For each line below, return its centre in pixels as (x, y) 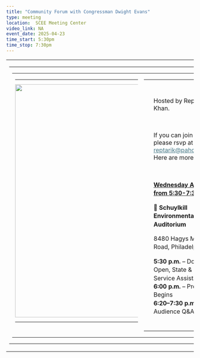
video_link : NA (25, 28)
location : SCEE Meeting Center (46, 23)
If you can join (174, 135)
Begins (163, 295)
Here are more (174, 157)
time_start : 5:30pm (30, 39)
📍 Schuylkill (171, 207)
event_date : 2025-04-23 (36, 34)
